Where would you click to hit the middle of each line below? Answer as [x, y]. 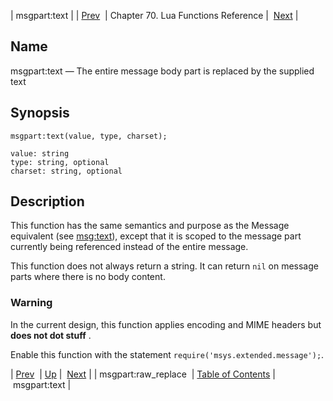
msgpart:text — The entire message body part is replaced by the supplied [162, 71]
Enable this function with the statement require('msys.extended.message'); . [167, 354]
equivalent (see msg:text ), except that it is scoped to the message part [156, 236]
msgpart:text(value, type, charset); [89, 136]
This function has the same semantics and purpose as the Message [150, 226]
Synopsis [40, 113]
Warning [31, 303]
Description [47, 201]
